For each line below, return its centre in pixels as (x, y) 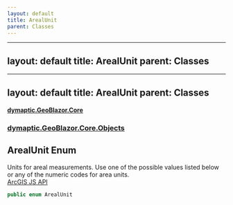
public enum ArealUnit (40, 195)
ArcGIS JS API (28, 181)
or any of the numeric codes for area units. (68, 175)
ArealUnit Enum (42, 151)
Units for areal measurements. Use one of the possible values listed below (113, 167)
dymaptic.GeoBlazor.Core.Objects (66, 128)
